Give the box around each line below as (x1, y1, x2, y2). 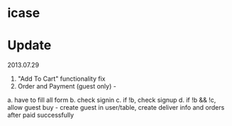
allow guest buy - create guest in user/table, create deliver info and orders (7, 103, 225, 112)
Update (7, 38, 52, 54)
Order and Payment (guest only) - (17, 82, 117, 91)
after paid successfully (7, 111, 74, 120)
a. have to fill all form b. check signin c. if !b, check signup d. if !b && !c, (7, 96, 216, 104)
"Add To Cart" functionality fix (17, 74, 106, 83)
